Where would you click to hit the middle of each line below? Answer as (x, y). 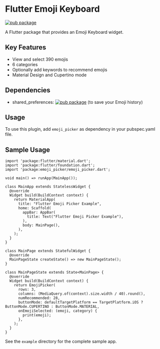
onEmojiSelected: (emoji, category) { (57, 311)
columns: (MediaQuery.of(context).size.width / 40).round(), (82, 294)
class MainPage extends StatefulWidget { (48, 251)
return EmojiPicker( (35, 285)
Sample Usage (28, 150)
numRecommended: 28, (39, 298)
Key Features (26, 47)
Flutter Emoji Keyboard (53, 9)
